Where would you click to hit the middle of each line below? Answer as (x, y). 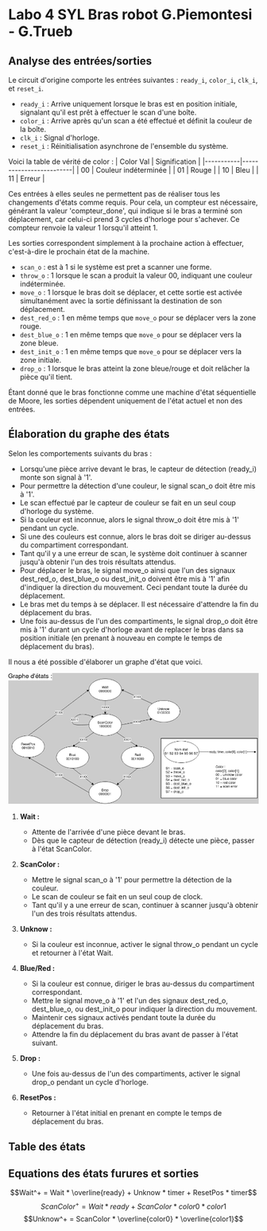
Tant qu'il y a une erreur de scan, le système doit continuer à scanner (133, 553)
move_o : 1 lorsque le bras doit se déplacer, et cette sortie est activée (131, 292)
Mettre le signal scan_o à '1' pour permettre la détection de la (132, 880)
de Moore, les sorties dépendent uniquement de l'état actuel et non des (126, 401)
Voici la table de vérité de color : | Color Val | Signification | (104, 162)
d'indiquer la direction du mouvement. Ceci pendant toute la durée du (133, 587)
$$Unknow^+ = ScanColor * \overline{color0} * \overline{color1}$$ (133, 1219)
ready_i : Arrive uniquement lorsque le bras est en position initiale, (128, 104)
